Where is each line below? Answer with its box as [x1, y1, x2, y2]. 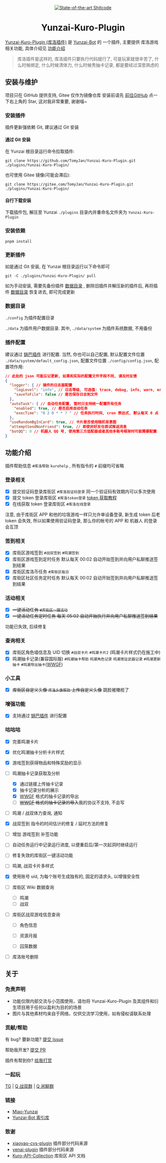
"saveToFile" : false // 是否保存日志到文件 [14, 392, 98, 397]
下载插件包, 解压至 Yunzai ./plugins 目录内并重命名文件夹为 [5, 209, 127, 216]
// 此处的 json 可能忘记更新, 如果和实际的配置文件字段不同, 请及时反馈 [5, 373, 137, 378]
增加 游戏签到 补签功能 [12, 831, 58, 837]
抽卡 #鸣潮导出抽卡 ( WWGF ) [12, 661, 63, 667]
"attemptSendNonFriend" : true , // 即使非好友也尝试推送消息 [9, 425, 127, 430]
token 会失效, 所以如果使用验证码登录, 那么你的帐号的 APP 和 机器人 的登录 [5, 518, 157, 524]
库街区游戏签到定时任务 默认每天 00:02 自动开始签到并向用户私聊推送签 [12, 556, 158, 562]
